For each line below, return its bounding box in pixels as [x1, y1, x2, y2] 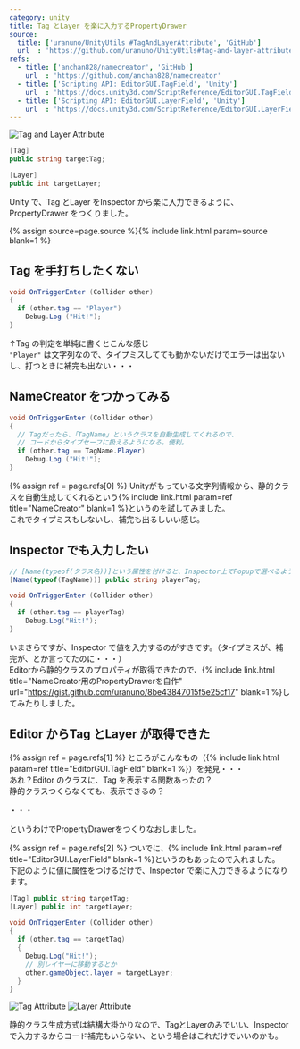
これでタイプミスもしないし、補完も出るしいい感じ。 [9, 513, 205, 524]
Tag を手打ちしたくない [9, 263, 139, 278]
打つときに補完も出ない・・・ [24, 360, 135, 371]
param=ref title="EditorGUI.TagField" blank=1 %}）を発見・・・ [9, 763, 244, 774]
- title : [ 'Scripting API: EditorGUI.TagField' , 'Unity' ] [17, 80, 238, 89]
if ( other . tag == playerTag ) [17, 608, 126, 617]
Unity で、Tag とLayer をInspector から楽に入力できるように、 [9, 196, 239, 207]
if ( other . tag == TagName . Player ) [17, 446, 146, 456]
